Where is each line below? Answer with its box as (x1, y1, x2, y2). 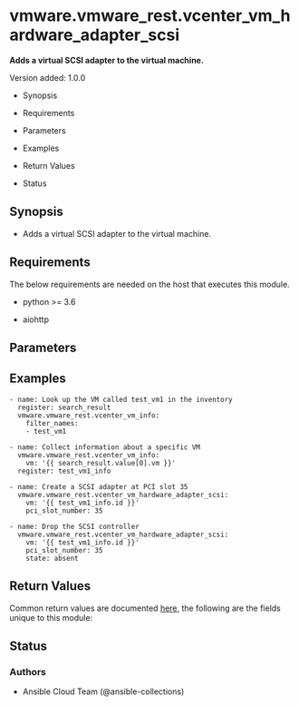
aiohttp (22, 314, 50, 325)
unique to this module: (9, 612, 93, 623)
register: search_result (17, 403, 111, 412)
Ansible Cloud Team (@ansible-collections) (22, 686, 185, 697)
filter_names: (25, 418, 79, 427)
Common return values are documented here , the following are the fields (9, 603, 281, 613)
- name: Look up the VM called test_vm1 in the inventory (9, 395, 233, 404)
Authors (9, 665, 47, 678)
